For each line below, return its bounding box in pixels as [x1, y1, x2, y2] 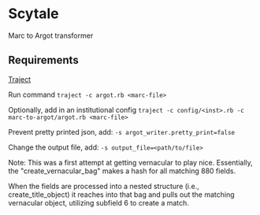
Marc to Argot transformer [8, 31, 94, 40]
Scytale [8, 5, 59, 23]
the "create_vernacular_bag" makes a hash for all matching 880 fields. [8, 166, 236, 176]
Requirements [8, 54, 79, 67]
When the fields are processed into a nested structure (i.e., [8, 181, 199, 191]
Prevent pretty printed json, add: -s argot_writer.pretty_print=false [8, 127, 235, 136]
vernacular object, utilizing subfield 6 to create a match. [8, 198, 189, 207]
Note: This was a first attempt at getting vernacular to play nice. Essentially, [8, 158, 254, 167]
